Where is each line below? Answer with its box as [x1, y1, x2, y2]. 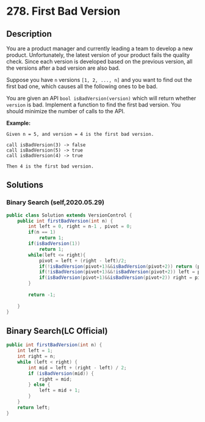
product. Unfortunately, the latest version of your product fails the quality [6, 51, 190, 59]
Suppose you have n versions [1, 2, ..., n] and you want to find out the [6, 76, 192, 83]
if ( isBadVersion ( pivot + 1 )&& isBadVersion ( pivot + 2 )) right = [38, 275, 192, 281]
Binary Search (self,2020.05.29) [6, 198, 105, 207]
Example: [6, 119, 31, 127]
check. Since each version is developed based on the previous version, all [6, 58, 193, 65]
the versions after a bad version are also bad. [6, 64, 120, 72]
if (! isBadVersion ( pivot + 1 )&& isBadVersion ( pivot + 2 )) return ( [38, 263, 198, 270]
